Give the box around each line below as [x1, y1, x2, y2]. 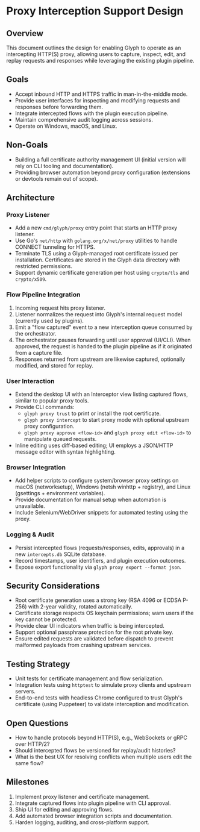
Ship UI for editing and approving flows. [14, 805, 114, 813]
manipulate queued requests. [23, 435, 97, 442]
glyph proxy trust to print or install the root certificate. [23, 410, 161, 417]
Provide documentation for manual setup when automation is [14, 496, 167, 504]
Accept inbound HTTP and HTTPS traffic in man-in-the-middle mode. [14, 90, 188, 98]
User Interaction [6, 377, 55, 385]
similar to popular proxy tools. [14, 396, 89, 404]
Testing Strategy [6, 658, 70, 669]
